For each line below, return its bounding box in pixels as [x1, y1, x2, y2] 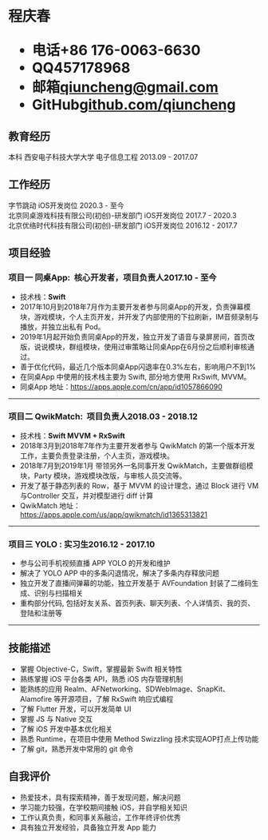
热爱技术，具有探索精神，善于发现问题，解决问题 [19, 792, 181, 802]
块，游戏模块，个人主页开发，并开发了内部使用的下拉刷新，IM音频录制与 [19, 312, 259, 321]
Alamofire [19, 694, 53, 703]
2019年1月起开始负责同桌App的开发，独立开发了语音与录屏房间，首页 [19, 332, 249, 341]
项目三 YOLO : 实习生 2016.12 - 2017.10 [8, 539, 156, 550]
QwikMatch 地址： [19, 500, 81, 510]
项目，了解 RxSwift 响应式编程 [74, 694, 174, 703]
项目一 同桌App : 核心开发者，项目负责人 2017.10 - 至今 [8, 273, 217, 284]
